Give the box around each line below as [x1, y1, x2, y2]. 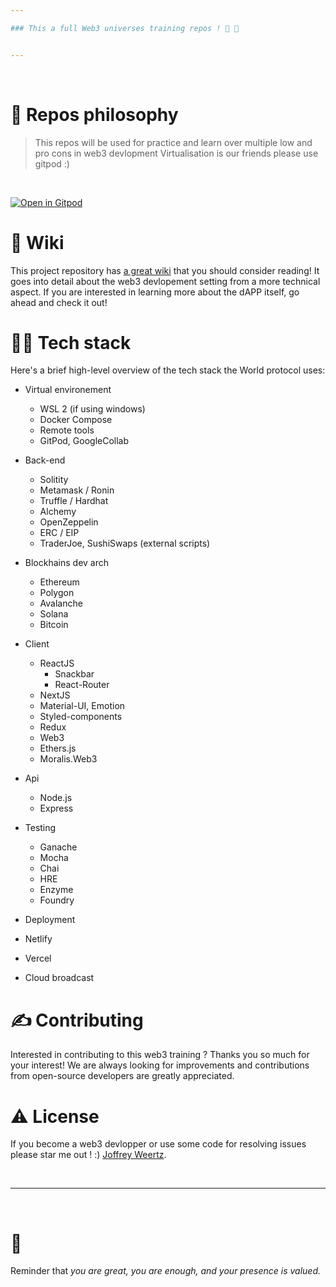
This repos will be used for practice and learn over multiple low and [34, 136, 313, 148]
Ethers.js [39, 742, 77, 755]
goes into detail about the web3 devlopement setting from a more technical [10, 275, 321, 287]
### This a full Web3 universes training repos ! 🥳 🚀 [10, 23, 240, 33]
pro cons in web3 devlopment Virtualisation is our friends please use [34, 147, 319, 159]
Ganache [39, 841, 78, 853]
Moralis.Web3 [39, 753, 98, 765]
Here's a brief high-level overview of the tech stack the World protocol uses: [10, 364, 326, 376]
